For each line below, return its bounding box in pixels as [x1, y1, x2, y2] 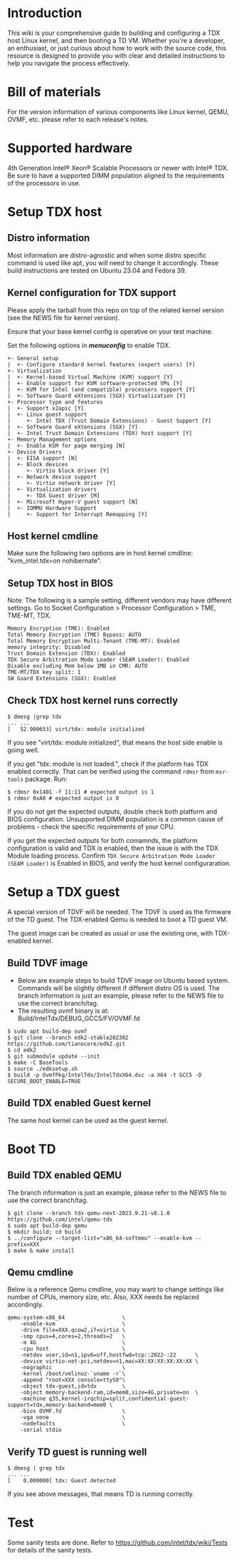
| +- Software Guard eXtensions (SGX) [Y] [7, 423, 139, 431]
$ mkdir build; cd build [7, 1228, 81, 1235]
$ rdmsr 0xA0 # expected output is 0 [7, 795, 119, 802]
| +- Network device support [7, 473, 97, 481]
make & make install [14, 1247, 75, 1254]
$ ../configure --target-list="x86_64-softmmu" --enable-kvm [7, 1234, 193, 1242]
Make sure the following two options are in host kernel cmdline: [7, 549, 193, 558]
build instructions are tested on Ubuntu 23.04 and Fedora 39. [7, 266, 187, 275]
